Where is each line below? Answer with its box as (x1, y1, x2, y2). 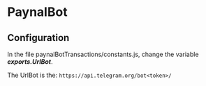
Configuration (7, 32, 70, 44)
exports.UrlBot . (7, 58, 54, 66)
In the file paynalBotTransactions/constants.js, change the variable (7, 50, 199, 58)
